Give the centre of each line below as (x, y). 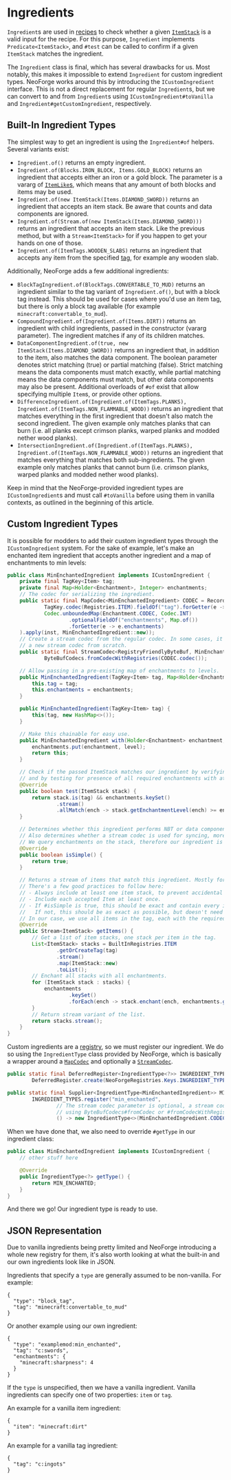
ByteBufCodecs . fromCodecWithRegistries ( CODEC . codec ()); (125, 658)
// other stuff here (49, 1158)
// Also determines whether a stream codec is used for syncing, (115, 836)
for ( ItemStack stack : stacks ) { (81, 982)
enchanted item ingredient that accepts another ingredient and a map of (109, 555)
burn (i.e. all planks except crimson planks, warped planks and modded (118, 430)
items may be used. (45, 191)
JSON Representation (54, 1230)
